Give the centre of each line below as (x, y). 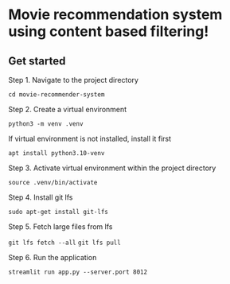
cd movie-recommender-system (57, 95)
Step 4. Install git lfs (41, 197)
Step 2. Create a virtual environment (68, 109)
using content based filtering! (109, 31)
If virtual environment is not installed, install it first (90, 138)
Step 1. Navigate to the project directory (74, 80)
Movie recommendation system (115, 15)
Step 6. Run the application (53, 257)
